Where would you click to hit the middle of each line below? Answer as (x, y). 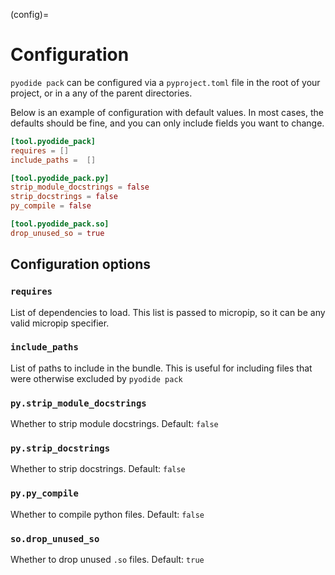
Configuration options (81, 264)
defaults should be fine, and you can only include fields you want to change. (167, 123)
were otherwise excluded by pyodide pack (96, 378)
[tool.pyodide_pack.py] (60, 178)
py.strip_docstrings (60, 448)
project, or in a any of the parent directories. (101, 93)
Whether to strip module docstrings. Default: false (114, 424)
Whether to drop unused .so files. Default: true (107, 559)
